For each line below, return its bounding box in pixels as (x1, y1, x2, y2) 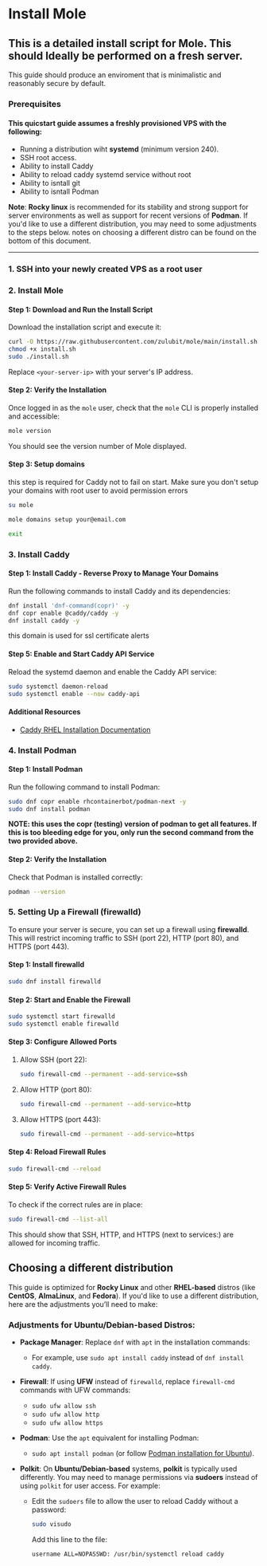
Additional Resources (8, 707, 81, 716)
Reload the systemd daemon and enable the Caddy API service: (8, 667, 217, 676)
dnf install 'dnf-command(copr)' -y (8, 601, 130, 610)
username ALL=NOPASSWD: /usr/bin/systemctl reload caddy (31, 1550, 225, 1558)
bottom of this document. (8, 236, 91, 246)
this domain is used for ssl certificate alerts (8, 631, 149, 640)
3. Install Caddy (8, 549, 70, 560)
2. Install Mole (8, 285, 64, 296)
